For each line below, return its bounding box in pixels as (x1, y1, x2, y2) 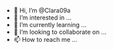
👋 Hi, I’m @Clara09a (13, 7, 71, 14)
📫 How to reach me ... (13, 36, 77, 43)
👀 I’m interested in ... (13, 14, 72, 22)
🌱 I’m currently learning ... (13, 21, 87, 28)
